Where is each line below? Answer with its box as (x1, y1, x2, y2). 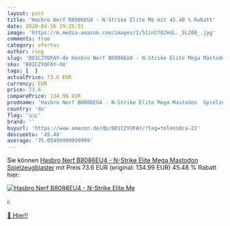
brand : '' (7, 118, 36, 125)
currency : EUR (7, 80, 48, 87)
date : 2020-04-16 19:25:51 (7, 23, 84, 29)
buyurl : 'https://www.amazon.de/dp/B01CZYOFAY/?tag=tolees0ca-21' (7, 125, 201, 131)
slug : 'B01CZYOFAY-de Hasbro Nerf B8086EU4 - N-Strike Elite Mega (7, 55, 201, 62)
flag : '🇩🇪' (7, 112, 41, 118)
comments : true (7, 36, 51, 42)
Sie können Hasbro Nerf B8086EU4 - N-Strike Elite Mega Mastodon (7, 156, 199, 164)
